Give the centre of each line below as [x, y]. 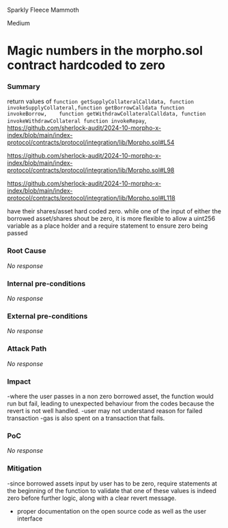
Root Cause [27, 251]
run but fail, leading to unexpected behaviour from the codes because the [111, 404]
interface [30, 518]
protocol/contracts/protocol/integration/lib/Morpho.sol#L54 [91, 142]
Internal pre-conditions [46, 283]
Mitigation [25, 468]
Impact [19, 381]
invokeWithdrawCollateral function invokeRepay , [77, 121]
